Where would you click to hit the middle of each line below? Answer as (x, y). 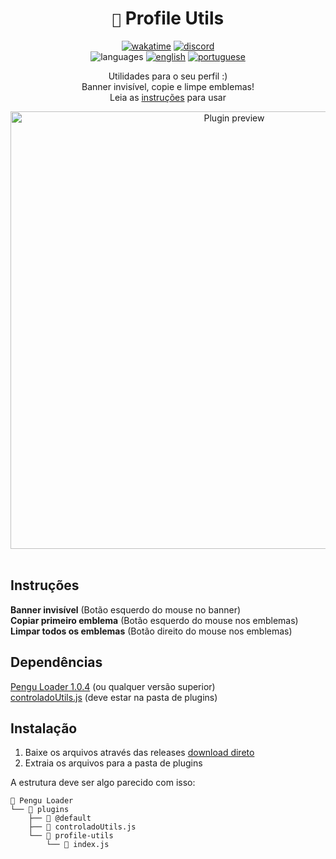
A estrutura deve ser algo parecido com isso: (103, 783)
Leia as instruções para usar (168, 97)
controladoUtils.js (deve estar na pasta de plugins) (114, 697)
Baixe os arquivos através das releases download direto (139, 753)
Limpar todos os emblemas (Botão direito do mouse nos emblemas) (151, 631)
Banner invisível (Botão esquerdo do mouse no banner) (126, 609)
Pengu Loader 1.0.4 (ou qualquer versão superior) (113, 686)
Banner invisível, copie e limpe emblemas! (168, 86)
